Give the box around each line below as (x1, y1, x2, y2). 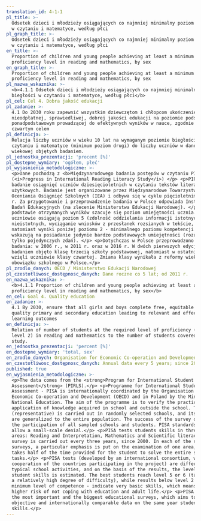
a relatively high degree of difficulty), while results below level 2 (11, 478, 194, 484)
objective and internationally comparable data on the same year (11, 499, 178, 506)
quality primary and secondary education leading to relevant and (11, 310, 181, 316)
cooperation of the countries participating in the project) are (11, 460, 178, 467)
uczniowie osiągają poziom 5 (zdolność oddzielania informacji (11, 215, 172, 221)
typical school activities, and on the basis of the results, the (11, 466, 181, 472)
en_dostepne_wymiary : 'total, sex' (6, 349, 95, 355)
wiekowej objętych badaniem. (11, 148, 84, 154)
